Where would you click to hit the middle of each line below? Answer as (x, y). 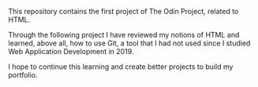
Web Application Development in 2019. (71, 51)
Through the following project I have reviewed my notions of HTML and (124, 35)
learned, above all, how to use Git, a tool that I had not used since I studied (129, 43)
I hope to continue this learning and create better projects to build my (121, 67)
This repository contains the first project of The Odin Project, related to (123, 11)
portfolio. (23, 75)
